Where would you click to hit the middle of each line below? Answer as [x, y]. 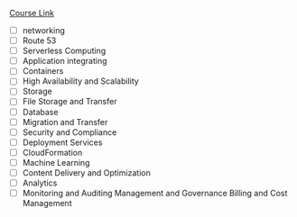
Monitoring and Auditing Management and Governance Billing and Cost [155, 193]
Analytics [40, 183]
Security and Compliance [70, 132]
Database [40, 112]
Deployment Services [62, 142]
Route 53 [39, 41]
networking [44, 30]
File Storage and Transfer [70, 102]
